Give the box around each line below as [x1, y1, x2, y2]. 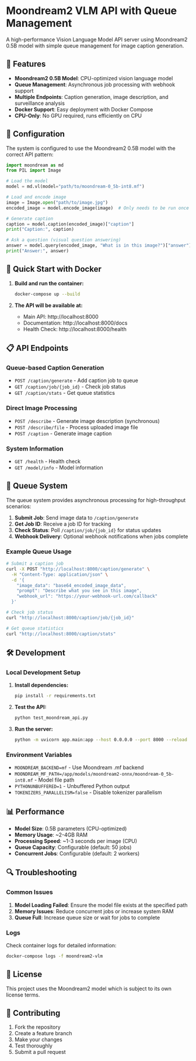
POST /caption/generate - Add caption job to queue [14, 377, 139, 384]
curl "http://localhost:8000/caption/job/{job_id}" [6, 615, 134, 620]
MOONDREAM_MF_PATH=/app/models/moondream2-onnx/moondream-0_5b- [14, 772, 174, 777]
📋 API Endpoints [6, 343, 69, 353]
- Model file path [34, 776, 75, 783]
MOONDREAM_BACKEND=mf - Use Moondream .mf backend [14, 764, 144, 771]
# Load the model [6, 178, 48, 184]
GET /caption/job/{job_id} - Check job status [14, 383, 126, 390]
